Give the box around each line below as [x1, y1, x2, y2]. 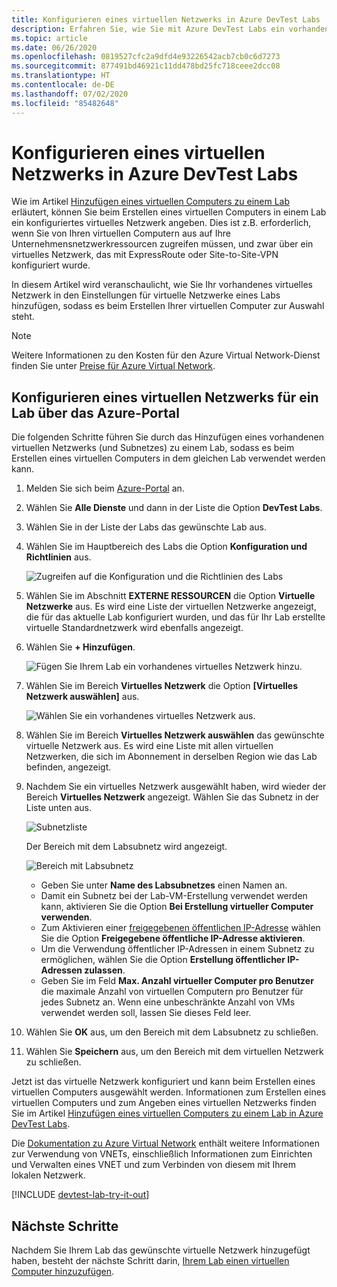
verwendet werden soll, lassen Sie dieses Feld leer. [40, 1007, 252, 1019]
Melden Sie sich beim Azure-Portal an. [25, 482, 185, 495]
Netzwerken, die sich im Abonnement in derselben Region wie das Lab [25, 751, 318, 763]
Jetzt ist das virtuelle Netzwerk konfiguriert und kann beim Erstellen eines [11, 1076, 316, 1088]
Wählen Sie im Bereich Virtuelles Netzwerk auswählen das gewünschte [25, 729, 325, 741]
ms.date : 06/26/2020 [11, 42, 98, 53]
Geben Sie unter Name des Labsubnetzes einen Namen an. [40, 879, 288, 891]
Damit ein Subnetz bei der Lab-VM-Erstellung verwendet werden [40, 890, 308, 902]
